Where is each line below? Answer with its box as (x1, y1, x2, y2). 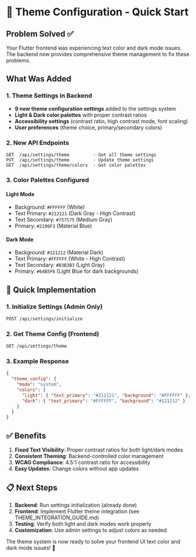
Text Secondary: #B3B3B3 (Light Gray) (14, 262, 105, 269)
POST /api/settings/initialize (6, 316, 83, 322)
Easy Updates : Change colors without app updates (14, 465, 139, 472)
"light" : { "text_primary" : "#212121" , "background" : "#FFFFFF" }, (21, 392, 191, 398)
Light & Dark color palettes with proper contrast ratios (14, 111, 147, 118)
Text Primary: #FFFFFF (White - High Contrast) (14, 255, 125, 262)
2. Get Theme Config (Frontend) (6, 329, 99, 338)
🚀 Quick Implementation (6, 285, 96, 295)
